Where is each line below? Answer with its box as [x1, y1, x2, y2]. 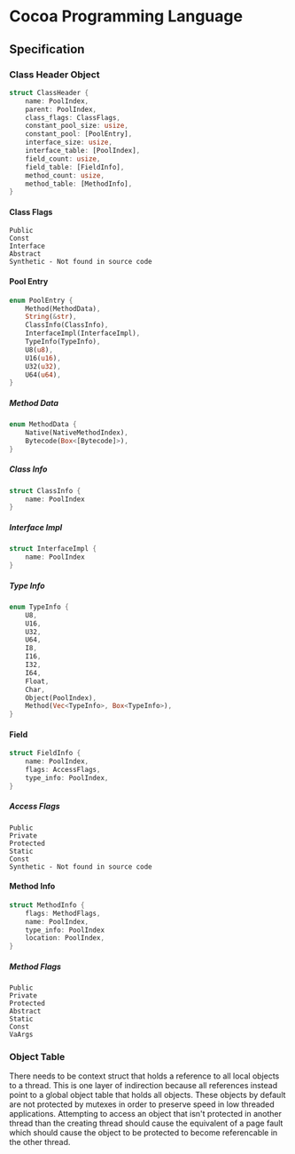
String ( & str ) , [25, 313, 77, 322]
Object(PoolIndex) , [25, 693, 97, 703]
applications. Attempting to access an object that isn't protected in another [9, 1109, 282, 1119]
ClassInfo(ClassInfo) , [25, 321, 109, 330]
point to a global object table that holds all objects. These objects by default [9, 1090, 286, 1101]
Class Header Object [9, 68, 100, 81]
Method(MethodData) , [25, 304, 101, 313]
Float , [25, 677, 50, 686]
